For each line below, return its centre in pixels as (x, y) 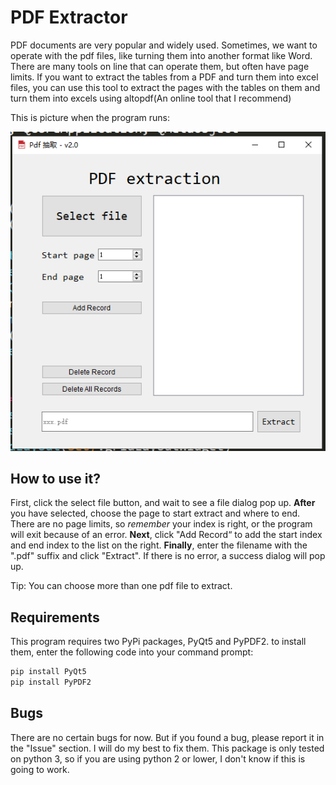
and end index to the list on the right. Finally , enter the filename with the (159, 545)
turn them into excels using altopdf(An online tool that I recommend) (151, 98)
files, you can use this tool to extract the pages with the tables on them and (165, 87)
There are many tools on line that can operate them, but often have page (160, 66)
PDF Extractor (69, 17)
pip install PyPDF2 (51, 682)
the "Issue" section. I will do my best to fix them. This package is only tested (167, 748)
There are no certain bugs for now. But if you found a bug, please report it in (167, 737)
